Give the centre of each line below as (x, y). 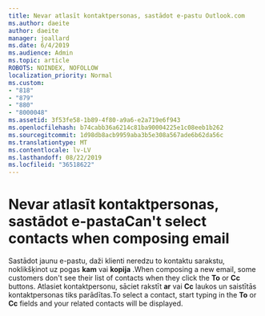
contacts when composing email (119, 239)
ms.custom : (26, 83)
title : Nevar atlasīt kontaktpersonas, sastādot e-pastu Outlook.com (127, 16)
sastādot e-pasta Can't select (107, 222)
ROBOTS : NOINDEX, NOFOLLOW (53, 68)
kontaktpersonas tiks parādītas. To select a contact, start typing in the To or (132, 295)
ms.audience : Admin (41, 53)
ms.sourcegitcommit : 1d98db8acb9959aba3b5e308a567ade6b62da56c (116, 135)
